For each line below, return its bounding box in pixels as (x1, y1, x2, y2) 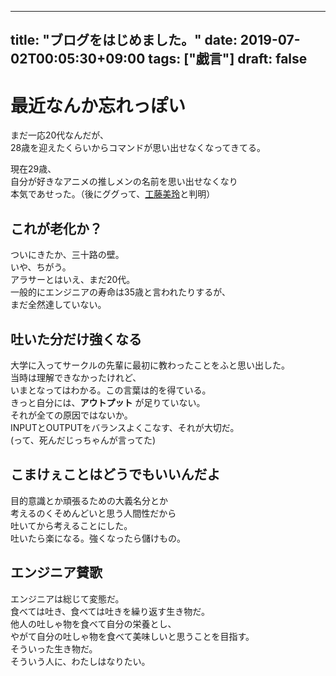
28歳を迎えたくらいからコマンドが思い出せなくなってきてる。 (10, 142, 267, 154)
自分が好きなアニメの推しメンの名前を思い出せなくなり (10, 176, 238, 188)
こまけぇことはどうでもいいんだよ (10, 466, 221, 483)
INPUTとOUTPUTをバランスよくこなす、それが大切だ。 (10, 421, 240, 433)
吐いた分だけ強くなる (10, 331, 142, 348)
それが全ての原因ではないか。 (10, 409, 133, 421)
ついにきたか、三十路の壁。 (10, 249, 125, 261)
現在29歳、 (10, 163, 57, 175)
